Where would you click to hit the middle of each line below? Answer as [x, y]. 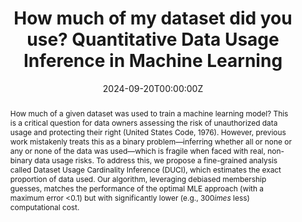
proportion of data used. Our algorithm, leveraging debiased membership [138, 178]
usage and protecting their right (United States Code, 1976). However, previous [148, 132]
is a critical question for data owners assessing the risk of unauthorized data [143, 122]
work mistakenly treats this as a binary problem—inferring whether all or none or [150, 141]
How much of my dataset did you [153, 18]
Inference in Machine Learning [153, 61]
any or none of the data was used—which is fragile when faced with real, [137, 150]
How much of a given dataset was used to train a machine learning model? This [149, 113]
